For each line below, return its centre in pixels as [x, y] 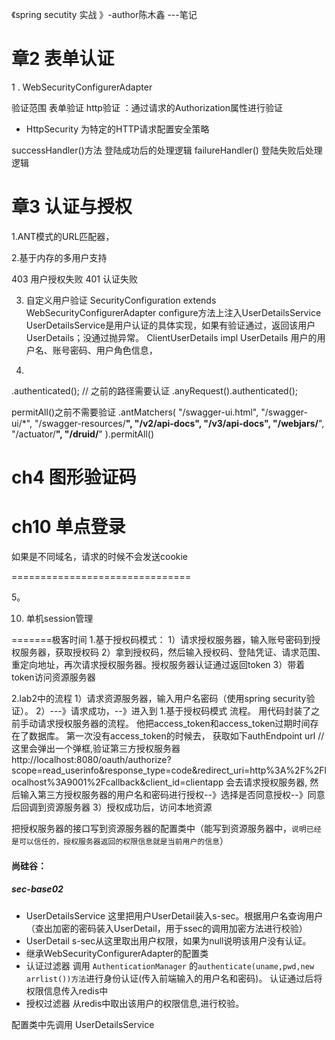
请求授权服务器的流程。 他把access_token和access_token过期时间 [174, 723]
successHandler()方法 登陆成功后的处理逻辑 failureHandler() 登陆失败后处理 [167, 150]
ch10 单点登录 [68, 527]
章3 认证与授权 [72, 207]
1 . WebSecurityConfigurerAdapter [82, 87]
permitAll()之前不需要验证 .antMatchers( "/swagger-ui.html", [135, 412]
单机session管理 [59, 618]
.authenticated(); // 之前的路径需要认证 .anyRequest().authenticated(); [155, 390]
